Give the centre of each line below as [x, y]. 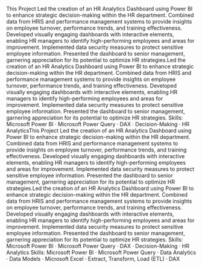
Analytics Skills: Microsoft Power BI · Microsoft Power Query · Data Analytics [101, 252]
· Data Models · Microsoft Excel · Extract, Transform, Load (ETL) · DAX [93, 259]
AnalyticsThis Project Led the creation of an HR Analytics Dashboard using [99, 130]
